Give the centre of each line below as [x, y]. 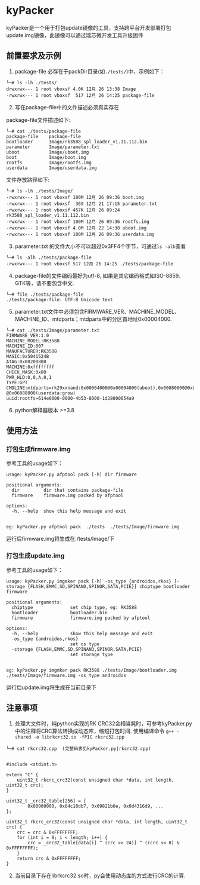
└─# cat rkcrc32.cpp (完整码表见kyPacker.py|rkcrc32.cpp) [79, 748]
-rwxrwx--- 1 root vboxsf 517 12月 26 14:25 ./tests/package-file [90, 264]
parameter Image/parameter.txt [53, 147]
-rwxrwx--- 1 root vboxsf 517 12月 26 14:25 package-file [80, 95]
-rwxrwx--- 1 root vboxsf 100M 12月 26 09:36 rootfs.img [78, 222]
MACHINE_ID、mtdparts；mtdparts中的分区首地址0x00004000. [93, 319]
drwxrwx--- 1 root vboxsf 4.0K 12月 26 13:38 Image [71, 89]
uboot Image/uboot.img [48, 152]
